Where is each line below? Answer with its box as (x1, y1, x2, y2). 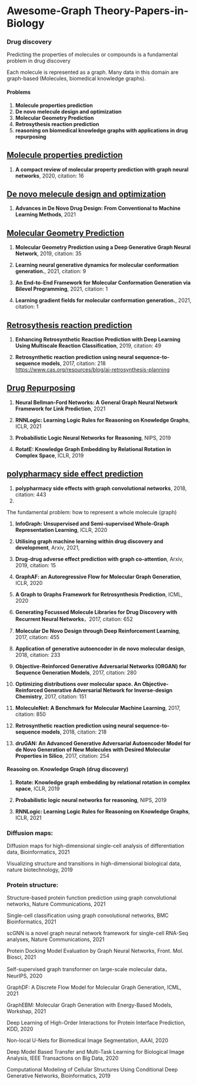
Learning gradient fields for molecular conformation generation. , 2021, (15, 297, 192, 304)
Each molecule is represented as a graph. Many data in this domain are (6, 69, 179, 76)
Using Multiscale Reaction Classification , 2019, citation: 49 (15, 342, 161, 349)
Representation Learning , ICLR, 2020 (15, 526, 108, 533)
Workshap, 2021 (6, 1008, 46, 1015)
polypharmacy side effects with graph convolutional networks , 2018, (15, 485, 187, 492)
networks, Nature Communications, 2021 (6, 900, 106, 908)
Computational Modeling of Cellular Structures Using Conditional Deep (6, 1066, 178, 1073)
